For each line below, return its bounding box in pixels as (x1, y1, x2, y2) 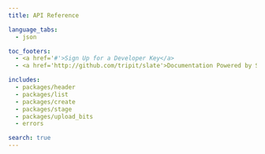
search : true (8, 134, 51, 142)
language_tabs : (8, 25, 58, 34)
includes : (8, 76, 41, 84)
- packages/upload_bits (15, 112, 93, 120)
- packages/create (15, 97, 77, 106)
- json (15, 33, 37, 41)
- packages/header (15, 83, 77, 91)
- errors (15, 119, 44, 128)
